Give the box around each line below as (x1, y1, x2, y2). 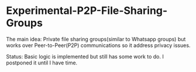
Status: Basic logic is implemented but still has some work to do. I (6, 53, 164, 60)
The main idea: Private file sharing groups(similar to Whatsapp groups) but (6, 35, 186, 42)
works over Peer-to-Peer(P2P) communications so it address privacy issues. (6, 42, 191, 49)
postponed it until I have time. (6, 59, 78, 66)
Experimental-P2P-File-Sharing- (6, 4, 168, 17)
